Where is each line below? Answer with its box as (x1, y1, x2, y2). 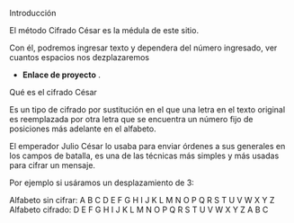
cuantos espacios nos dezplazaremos (9, 52, 150, 62)
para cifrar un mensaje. (9, 160, 96, 170)
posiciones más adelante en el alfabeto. (9, 123, 156, 134)
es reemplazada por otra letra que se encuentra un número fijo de (9, 114, 254, 124)
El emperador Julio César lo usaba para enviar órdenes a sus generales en (9, 141, 286, 151)
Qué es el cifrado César (9, 87, 97, 97)
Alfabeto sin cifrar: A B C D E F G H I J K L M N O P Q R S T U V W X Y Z (9, 195, 275, 205)
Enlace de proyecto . (22, 69, 102, 80)
